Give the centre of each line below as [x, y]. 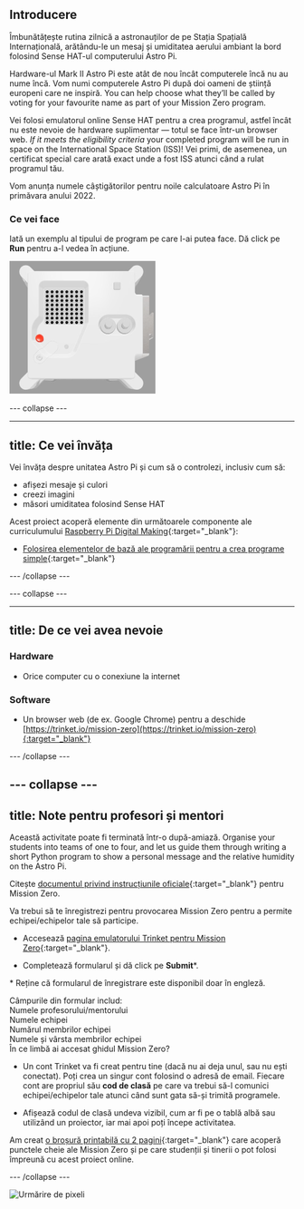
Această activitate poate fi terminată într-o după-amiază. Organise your [142, 837]
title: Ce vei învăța [61, 445]
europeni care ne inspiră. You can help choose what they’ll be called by [142, 93]
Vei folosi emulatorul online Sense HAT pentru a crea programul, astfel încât [150, 120]
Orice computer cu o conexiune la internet [101, 676]
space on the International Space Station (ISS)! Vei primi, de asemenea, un [148, 149]
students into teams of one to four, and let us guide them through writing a [148, 847]
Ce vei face [35, 219]
